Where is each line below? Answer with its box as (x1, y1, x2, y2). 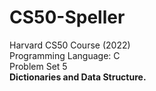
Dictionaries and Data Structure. (9, 71, 147, 83)
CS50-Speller (9, 6, 126, 29)
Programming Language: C (9, 49, 121, 61)
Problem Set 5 (9, 60, 68, 72)
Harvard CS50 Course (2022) (9, 39, 131, 51)
